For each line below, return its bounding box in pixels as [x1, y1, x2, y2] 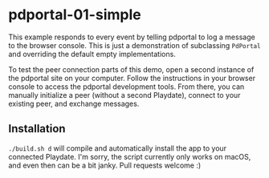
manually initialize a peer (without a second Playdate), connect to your [8, 90, 241, 99]
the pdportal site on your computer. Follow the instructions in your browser [8, 73, 255, 83]
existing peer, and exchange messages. [8, 99, 140, 108]
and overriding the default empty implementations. [8, 49, 177, 59]
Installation [8, 122, 66, 136]
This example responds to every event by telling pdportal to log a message [8, 32, 255, 42]
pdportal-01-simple [8, 6, 142, 24]
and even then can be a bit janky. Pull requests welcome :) [8, 160, 202, 170]
